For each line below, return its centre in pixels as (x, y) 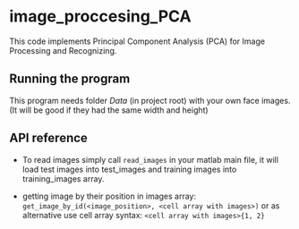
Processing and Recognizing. (63, 50)
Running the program (70, 79)
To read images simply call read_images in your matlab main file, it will (150, 159)
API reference (48, 138)
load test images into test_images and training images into (129, 169)
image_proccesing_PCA (100, 17)
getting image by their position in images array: (109, 196)
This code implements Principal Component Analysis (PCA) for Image (137, 41)
